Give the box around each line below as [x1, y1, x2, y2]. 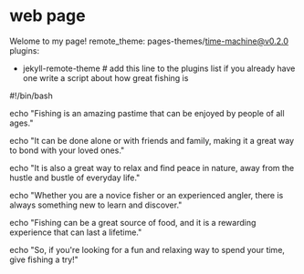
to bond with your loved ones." [9, 145, 125, 156]
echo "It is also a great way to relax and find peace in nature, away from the [9, 162, 295, 173]
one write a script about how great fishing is [22, 72, 189, 83]
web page [9, 5, 86, 26]
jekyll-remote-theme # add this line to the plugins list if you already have [22, 63, 296, 74]
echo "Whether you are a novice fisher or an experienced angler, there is [9, 189, 284, 200]
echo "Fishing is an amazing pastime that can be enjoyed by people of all [9, 107, 285, 118]
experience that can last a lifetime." [9, 227, 142, 238]
